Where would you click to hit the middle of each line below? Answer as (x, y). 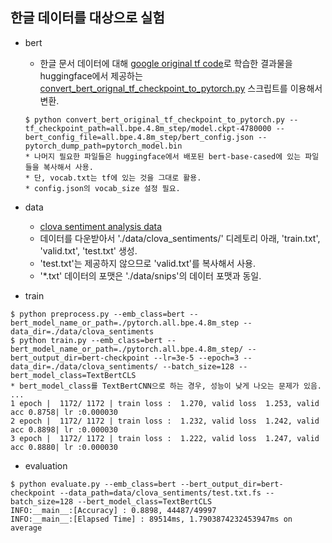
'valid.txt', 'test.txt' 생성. (88, 250)
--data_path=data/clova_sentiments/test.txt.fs (160, 493)
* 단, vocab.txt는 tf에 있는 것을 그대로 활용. (113, 178)
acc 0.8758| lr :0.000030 (64, 412)
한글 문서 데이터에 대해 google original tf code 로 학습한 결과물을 (166, 63)
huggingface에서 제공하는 (91, 75)
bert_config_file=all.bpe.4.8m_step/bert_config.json (139, 137)
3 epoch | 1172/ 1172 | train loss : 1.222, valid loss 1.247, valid (165, 438)
